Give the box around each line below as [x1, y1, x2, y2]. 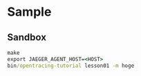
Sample [7, 4, 52, 20]
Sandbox [7, 31, 47, 43]
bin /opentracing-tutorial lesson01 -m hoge [7, 62, 135, 69]
